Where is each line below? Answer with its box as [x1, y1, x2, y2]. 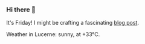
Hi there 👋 [6, 5, 36, 14]
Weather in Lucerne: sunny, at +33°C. [6, 31, 100, 38]
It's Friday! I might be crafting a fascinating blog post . [6, 19, 139, 27]
